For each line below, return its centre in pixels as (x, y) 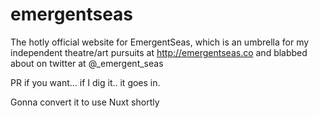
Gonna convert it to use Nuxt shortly (85, 102)
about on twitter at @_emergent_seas (87, 63)
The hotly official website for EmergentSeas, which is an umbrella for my (160, 42)
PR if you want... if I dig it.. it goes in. (85, 82)
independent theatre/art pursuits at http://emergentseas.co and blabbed (159, 52)
